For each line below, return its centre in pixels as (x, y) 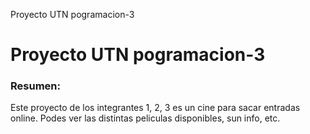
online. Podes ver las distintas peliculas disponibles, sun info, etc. (145, 118)
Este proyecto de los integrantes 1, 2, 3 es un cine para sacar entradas (155, 108)
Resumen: (35, 86)
